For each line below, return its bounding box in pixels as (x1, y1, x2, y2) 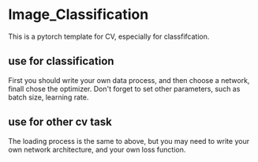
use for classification (8, 55, 114, 68)
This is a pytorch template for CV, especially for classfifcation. (8, 32, 210, 41)
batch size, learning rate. (8, 92, 89, 102)
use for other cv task (8, 115, 112, 129)
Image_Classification (8, 6, 149, 24)
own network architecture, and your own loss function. (8, 145, 186, 154)
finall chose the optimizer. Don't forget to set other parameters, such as (8, 84, 241, 93)
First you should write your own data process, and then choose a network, (8, 75, 250, 85)
